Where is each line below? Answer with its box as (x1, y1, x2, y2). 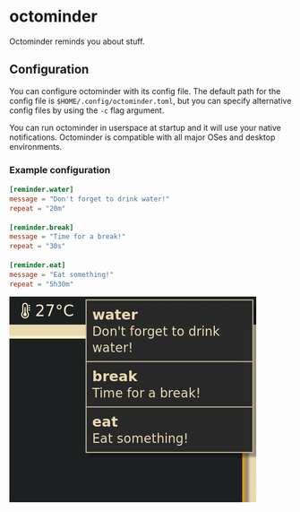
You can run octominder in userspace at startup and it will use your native (9, 122, 282, 133)
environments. (9, 141, 63, 152)
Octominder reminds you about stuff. (9, 36, 145, 47)
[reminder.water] (9, 186, 74, 195)
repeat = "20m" (9, 204, 66, 213)
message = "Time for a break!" (9, 232, 126, 241)
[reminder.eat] (9, 261, 66, 270)
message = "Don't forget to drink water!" (9, 195, 170, 204)
